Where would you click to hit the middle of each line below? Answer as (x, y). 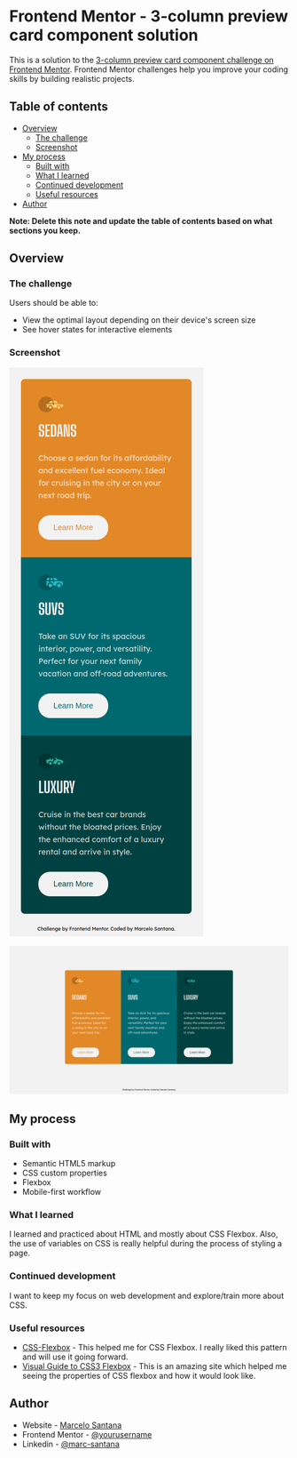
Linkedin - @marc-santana (70, 1444)
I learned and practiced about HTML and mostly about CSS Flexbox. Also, (144, 1234)
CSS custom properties (65, 1173)
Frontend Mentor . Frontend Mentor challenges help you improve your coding (149, 69)
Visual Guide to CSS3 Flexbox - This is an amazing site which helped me (154, 1366)
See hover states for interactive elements (97, 330)
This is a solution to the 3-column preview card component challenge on (142, 60)
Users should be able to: (54, 303)
